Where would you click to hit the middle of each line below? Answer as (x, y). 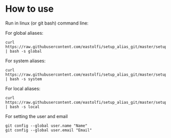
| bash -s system (24, 79)
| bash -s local (22, 107)
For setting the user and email (36, 116)
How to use (30, 9)
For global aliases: (24, 33)
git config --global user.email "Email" (49, 130)
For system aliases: (25, 61)
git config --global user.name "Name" (46, 126)
